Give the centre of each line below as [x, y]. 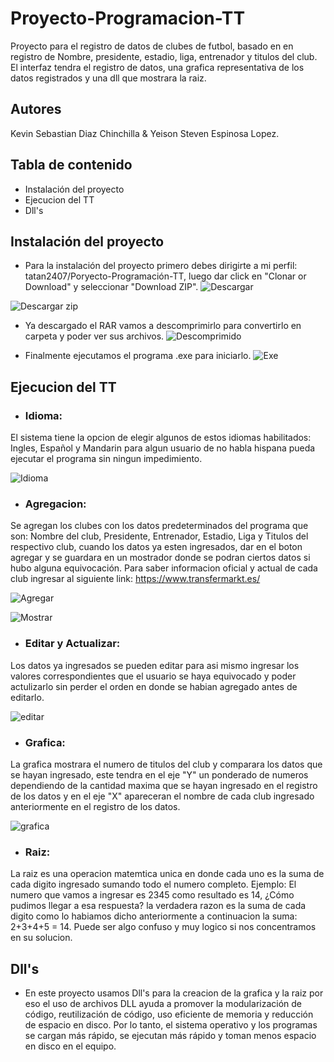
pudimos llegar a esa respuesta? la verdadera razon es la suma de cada [158, 906]
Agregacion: [55, 504]
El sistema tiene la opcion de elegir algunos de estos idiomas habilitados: [161, 438]
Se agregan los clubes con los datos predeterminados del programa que [159, 526]
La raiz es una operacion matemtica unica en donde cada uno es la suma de [167, 874]
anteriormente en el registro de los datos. [95, 806]
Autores [36, 109]
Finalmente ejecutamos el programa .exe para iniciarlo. [138, 356]
